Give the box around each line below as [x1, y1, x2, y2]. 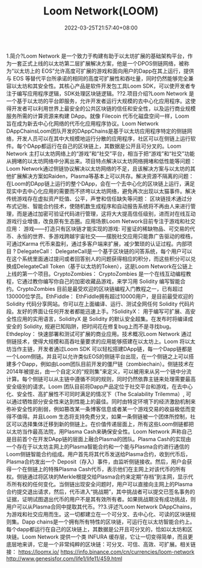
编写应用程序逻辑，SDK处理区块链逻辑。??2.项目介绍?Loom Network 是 [16, 90, 194, 97]
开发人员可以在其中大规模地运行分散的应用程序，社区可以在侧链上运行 [16, 135, 191, 142]
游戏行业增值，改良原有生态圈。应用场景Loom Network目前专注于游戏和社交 [6, 218, 196, 225]
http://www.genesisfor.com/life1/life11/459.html [6, 555, 123, 562]
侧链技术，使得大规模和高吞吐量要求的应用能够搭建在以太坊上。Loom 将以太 [6, 338, 195, 345]
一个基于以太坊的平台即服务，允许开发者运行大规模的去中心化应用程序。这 [6, 97, 191, 105]
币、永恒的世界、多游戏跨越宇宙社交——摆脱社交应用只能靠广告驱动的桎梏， [6, 233, 196, 240]
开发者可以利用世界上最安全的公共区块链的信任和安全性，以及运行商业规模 [11, 105, 196, 112]
